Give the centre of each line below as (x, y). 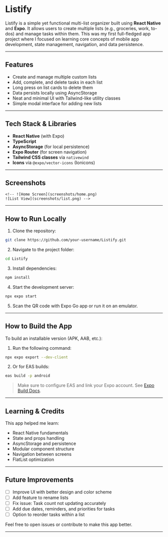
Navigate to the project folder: (43, 250)
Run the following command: (42, 348)
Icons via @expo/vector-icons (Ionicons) (53, 162)
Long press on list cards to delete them (53, 87)
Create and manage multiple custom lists (54, 77)
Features (19, 65)
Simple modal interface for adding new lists (57, 103)
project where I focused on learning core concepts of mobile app (72, 39)
